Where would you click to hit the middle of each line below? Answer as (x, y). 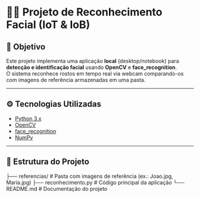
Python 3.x (28, 118)
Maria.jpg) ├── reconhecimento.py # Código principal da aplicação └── (95, 182)
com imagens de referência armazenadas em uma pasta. (76, 80)
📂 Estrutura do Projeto (48, 162)
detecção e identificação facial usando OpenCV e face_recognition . (92, 67)
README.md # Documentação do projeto (57, 188)
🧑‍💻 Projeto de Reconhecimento (84, 12)
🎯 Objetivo (26, 47)
